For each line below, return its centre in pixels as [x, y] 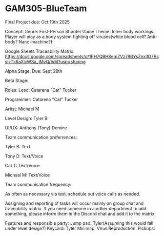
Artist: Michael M [22, 109]
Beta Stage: [17, 80]
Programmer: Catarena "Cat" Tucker [41, 99]
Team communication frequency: [38, 184]
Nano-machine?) [36, 41]
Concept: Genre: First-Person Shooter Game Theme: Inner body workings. [80, 31]
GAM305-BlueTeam [46, 9]
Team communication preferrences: [41, 137]
